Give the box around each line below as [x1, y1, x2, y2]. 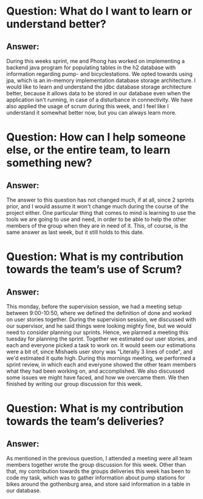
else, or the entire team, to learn [6, 143, 171, 157]
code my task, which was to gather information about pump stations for [6, 474, 185, 481]
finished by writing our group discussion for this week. [6, 381, 143, 387]
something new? [6, 156, 92, 170]
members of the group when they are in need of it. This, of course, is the [6, 222, 188, 229]
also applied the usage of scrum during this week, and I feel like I [6, 103, 169, 110]
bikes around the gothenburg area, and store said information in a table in [6, 481, 190, 487]
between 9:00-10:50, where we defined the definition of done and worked [6, 310, 192, 316]
